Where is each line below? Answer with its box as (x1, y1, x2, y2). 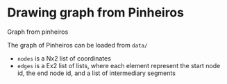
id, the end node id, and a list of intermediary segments (17, 69, 176, 77)
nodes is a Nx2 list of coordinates (17, 54, 111, 63)
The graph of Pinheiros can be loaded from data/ (7, 41, 148, 49)
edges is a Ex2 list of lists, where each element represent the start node (17, 61, 221, 70)
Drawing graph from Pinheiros (7, 5, 184, 21)
